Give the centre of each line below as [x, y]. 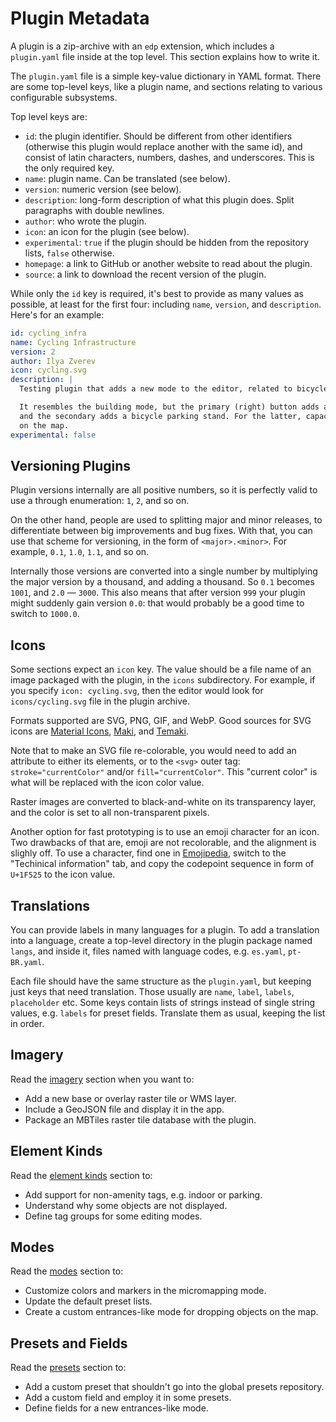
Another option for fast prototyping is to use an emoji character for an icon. [165, 832]
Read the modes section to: [67, 1271]
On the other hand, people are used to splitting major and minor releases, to [166, 520]
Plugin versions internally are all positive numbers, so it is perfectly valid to [164, 490]
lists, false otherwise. [69, 253]
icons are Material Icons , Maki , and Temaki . [99, 731]
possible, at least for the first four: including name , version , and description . [166, 304]
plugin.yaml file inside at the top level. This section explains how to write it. [165, 56]
